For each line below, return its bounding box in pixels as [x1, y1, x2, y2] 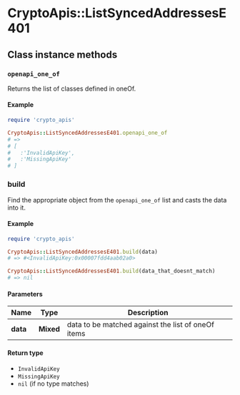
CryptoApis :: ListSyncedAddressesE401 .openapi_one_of [7, 129, 168, 136]
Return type [7, 348, 44, 357]
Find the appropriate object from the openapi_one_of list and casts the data [7, 195, 227, 204]
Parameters [7, 289, 43, 298]
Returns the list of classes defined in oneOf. [7, 84, 136, 93]
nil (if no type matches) [17, 379, 89, 388]
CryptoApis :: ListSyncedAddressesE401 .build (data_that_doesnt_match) [7, 267, 216, 275]
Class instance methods [7, 48, 118, 61]
